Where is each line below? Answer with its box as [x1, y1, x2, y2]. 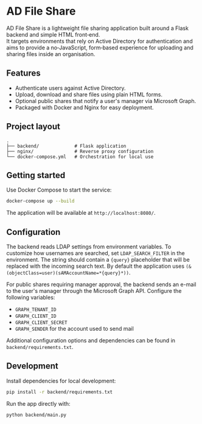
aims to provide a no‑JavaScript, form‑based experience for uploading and [6, 44, 193, 51]
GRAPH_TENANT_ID [15, 307, 57, 313]
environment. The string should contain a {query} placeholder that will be [6, 256, 190, 264]
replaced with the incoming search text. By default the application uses [6, 262, 184, 270]
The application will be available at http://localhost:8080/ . [6, 209, 156, 217]
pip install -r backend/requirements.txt [6, 389, 113, 395]
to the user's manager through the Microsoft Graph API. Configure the [6, 287, 182, 295]
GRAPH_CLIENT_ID [15, 313, 57, 320]
